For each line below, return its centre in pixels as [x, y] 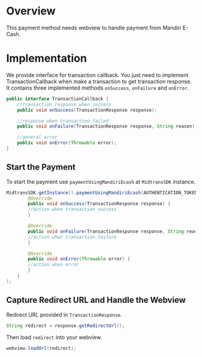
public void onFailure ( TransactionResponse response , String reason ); [107, 127]
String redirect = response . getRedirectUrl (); [66, 326]
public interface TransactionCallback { [58, 99]
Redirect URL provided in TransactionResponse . [64, 314]
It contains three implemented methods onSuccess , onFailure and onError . [98, 88]
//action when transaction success [72, 209]
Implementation [47, 59]
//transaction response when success [64, 104]
